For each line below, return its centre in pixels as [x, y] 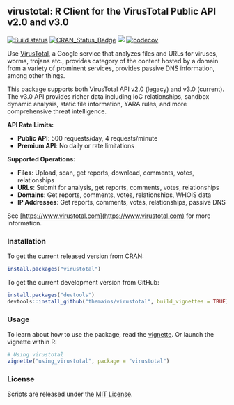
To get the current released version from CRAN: [76, 256]
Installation [27, 241]
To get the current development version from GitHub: [83, 282]
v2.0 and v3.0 [38, 23]
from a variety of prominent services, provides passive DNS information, [111, 68]
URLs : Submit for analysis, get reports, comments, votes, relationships [118, 187]
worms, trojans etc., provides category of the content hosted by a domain [113, 61]
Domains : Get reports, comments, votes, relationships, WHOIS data [114, 195]
